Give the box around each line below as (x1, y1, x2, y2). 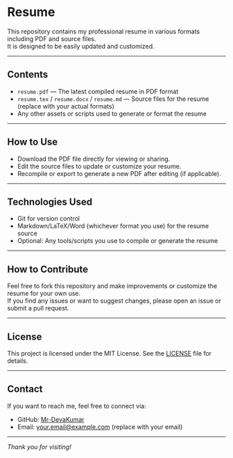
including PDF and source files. (7, 34, 96, 42)
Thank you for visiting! (7, 443, 71, 451)
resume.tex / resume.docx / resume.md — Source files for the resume (17, 95, 209, 103)
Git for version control (17, 214, 80, 223)
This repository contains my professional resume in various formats (7, 27, 200, 35)
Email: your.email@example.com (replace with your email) (17, 423, 183, 431)
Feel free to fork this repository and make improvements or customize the (7, 282, 217, 290)
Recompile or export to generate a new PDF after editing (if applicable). (17, 169, 221, 177)
